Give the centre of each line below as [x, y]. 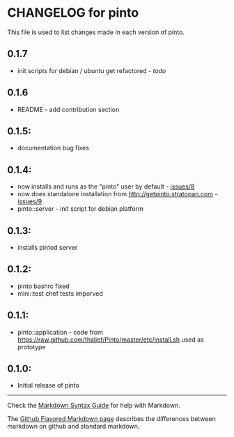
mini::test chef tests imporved [60, 293]
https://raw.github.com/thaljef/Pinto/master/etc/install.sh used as [110, 340]
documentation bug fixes [53, 148]
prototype [32, 347]
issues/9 [30, 201]
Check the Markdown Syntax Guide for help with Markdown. [94, 406]
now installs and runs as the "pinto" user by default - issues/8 [106, 186]
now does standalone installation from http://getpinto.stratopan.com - [117, 194]
